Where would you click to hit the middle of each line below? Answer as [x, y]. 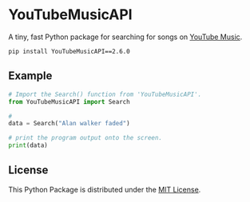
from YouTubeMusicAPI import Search [69, 101]
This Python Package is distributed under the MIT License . [105, 189]
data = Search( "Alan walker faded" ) [69, 124]
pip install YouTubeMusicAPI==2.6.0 [69, 51]
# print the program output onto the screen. [85, 138]
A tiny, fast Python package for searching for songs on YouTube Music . [125, 37]
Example [30, 76]
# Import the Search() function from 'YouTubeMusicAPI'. [105, 94]
